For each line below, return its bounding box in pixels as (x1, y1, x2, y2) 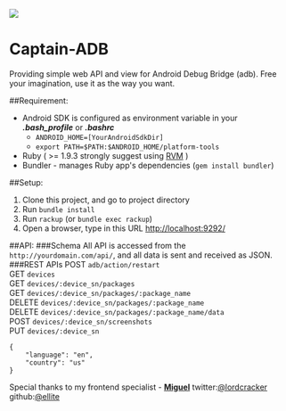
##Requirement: (9, 95, 69, 106)
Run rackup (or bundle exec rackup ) (21, 213, 153, 224)
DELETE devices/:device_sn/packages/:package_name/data (9, 306, 225, 316)
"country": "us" (25, 358, 86, 367)
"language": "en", (25, 350, 94, 359)
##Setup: (9, 177, 44, 187)
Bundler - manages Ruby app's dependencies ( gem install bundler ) (21, 160, 274, 170)
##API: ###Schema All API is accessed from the (9, 240, 186, 251)
